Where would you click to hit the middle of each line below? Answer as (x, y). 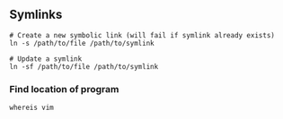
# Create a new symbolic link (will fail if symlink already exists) (142, 35)
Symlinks (36, 15)
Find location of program (64, 89)
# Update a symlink (46, 59)
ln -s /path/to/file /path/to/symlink (82, 43)
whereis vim (31, 108)
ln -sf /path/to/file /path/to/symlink (84, 66)
